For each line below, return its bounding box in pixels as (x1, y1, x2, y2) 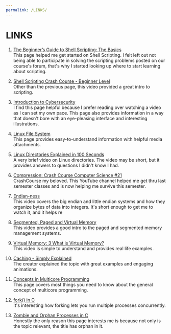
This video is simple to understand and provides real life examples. (13, 245, 154, 251)
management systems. (13, 230, 61, 236)
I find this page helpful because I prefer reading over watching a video (13, 104, 161, 110)
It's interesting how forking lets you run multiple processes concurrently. (13, 302, 166, 308)
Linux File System (13, 130, 51, 137)
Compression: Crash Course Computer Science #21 (13, 172, 122, 178)
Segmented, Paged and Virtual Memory (13, 219, 96, 225)
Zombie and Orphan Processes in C (13, 312, 88, 318)
